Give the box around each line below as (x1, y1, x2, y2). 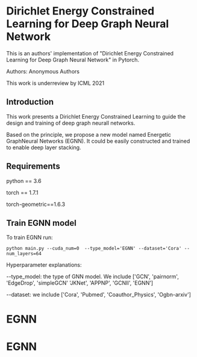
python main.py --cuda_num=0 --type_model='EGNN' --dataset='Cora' (6, 246, 182, 252)
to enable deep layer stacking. (6, 143, 81, 151)
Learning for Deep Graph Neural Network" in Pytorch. (6, 56, 140, 63)
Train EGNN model (6, 218, 77, 228)
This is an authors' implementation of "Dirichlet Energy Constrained (6, 49, 174, 57)
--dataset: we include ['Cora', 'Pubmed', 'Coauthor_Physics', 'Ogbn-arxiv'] (6, 291, 192, 299)
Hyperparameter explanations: (6, 261, 83, 269)
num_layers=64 (6, 251, 42, 257)
